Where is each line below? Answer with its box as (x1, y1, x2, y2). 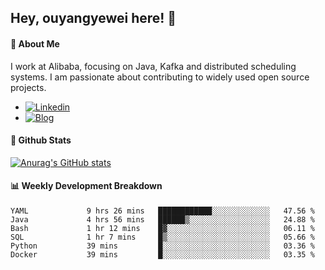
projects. (10, 81, 47, 93)
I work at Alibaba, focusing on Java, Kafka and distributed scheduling (10, 60, 297, 72)
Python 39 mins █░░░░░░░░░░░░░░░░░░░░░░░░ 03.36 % (10, 241, 315, 251)
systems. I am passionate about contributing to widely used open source (10, 71, 310, 83)
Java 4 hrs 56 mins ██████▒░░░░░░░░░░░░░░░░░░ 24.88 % (10, 215, 315, 225)
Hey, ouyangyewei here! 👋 (10, 10, 177, 27)
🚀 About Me (10, 37, 60, 50)
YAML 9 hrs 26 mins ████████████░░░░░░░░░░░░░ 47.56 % (10, 206, 315, 216)
